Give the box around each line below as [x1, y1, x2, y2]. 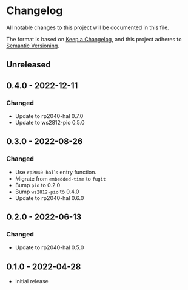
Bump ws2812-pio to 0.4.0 [15, 188, 79, 195]
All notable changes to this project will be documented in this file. [6, 24, 170, 31]
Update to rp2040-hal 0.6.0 [15, 194, 84, 201]
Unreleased [6, 60, 52, 70]
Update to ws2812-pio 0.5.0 [15, 119, 85, 126]
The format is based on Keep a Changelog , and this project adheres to [6, 35, 182, 43]
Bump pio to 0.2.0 [15, 181, 61, 188]
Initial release [15, 278, 49, 285]
